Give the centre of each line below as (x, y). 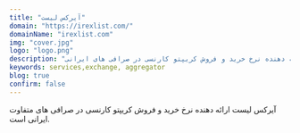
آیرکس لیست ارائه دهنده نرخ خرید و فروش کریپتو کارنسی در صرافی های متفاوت (143, 109)
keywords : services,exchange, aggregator (87, 68)
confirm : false (37, 84)
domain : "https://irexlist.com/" (71, 26)
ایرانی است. (30, 119)
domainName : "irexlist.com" (62, 34)
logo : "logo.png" (42, 51)
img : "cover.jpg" (42, 42)
